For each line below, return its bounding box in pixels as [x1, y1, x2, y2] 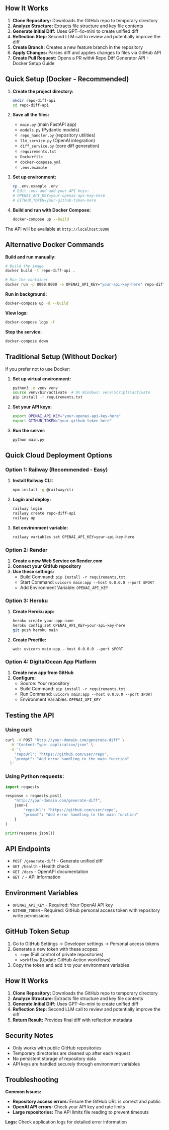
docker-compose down [5, 339, 49, 344]
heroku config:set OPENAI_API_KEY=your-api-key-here [12, 623, 126, 628]
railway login [12, 506, 42, 511]
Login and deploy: [12, 496, 51, 503]
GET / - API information [12, 874, 61, 880]
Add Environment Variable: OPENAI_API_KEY [20, 584, 108, 591]
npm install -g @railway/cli [12, 487, 74, 493]
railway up [12, 516, 36, 521]
